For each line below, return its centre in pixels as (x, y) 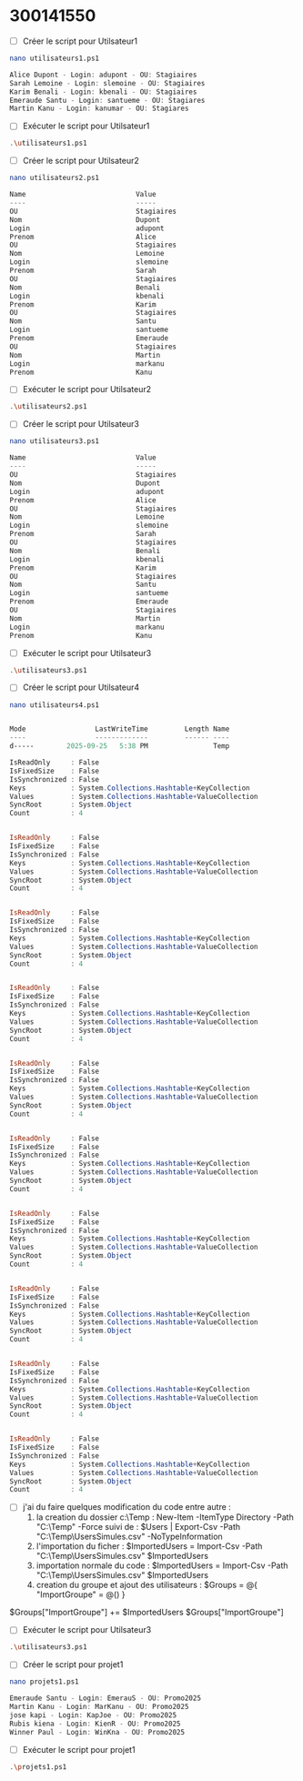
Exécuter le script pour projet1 (79, 1749)
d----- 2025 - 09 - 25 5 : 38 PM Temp (120, 746)
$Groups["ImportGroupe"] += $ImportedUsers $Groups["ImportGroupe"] (146, 1613)
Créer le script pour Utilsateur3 (81, 424)
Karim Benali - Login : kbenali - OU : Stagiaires (103, 92)
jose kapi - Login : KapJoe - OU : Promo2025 (93, 1715)
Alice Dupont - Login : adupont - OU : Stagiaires (103, 75)
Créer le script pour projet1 (73, 1665)
